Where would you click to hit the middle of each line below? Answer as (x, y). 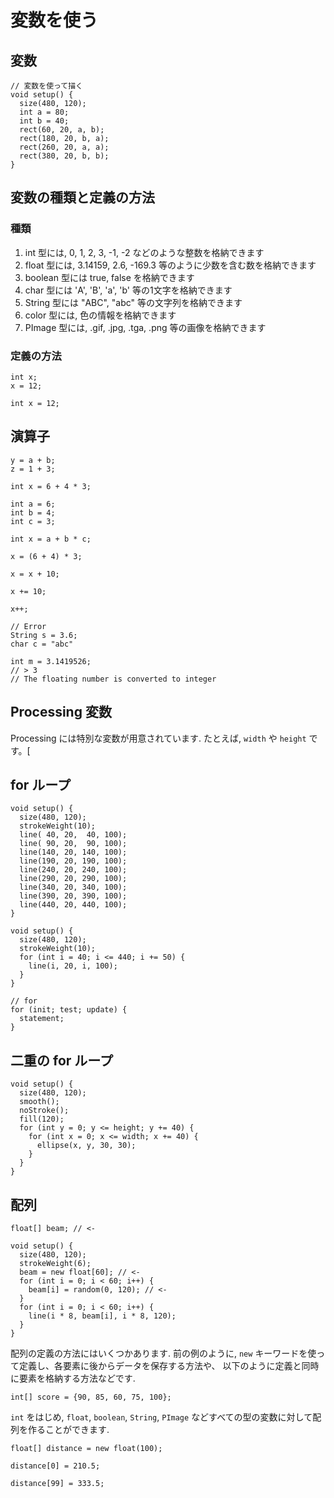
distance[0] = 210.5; (55, 1466)
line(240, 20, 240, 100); (73, 870)
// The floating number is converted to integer (113, 679)
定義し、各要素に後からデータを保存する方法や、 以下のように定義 (155, 1366)
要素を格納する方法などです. (77, 1378)
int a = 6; (33, 504)
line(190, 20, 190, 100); (73, 861)
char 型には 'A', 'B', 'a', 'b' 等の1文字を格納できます (128, 290)
